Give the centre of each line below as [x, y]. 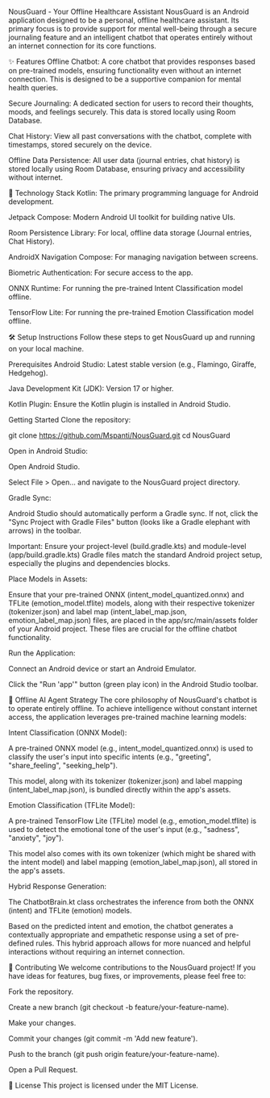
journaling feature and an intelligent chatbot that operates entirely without [131, 37]
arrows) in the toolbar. [45, 530]
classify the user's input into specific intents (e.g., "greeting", [110, 757]
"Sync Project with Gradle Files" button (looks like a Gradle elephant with [129, 522]
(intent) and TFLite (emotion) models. [70, 911]
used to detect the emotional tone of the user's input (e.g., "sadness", [124, 829]
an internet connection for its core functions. [83, 46]
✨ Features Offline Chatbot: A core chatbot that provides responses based [132, 61]
